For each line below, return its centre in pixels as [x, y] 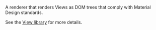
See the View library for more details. [44, 22]
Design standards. [24, 12]
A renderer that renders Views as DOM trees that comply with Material [78, 7]
